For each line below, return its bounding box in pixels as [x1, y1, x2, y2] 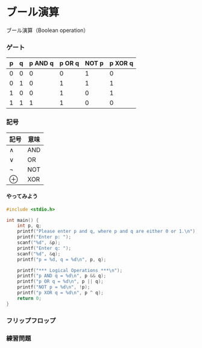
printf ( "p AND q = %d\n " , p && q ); [17, 273, 107, 279]
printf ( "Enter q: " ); [17, 245, 71, 251]
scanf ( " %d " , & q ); [17, 251, 61, 257]
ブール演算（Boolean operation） [6, 27, 89, 34]
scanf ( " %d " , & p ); [17, 239, 61, 246]
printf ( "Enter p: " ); [17, 234, 71, 240]
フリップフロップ [6, 316, 56, 324]
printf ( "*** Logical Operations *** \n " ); [17, 267, 122, 273]
